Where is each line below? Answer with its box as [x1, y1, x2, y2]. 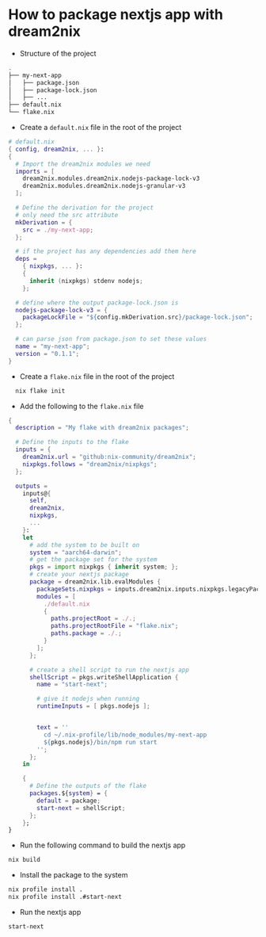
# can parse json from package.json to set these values [15, 335, 207, 343]
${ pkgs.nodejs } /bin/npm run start [43, 738, 158, 746]
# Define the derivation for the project [15, 204, 154, 212]
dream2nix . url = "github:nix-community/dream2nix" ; [22, 453, 196, 461]
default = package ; [36, 797, 101, 805]
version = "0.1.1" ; [15, 350, 80, 358]
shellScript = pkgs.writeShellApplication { [28, 673, 179, 681]
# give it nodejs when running [36, 695, 140, 703]
